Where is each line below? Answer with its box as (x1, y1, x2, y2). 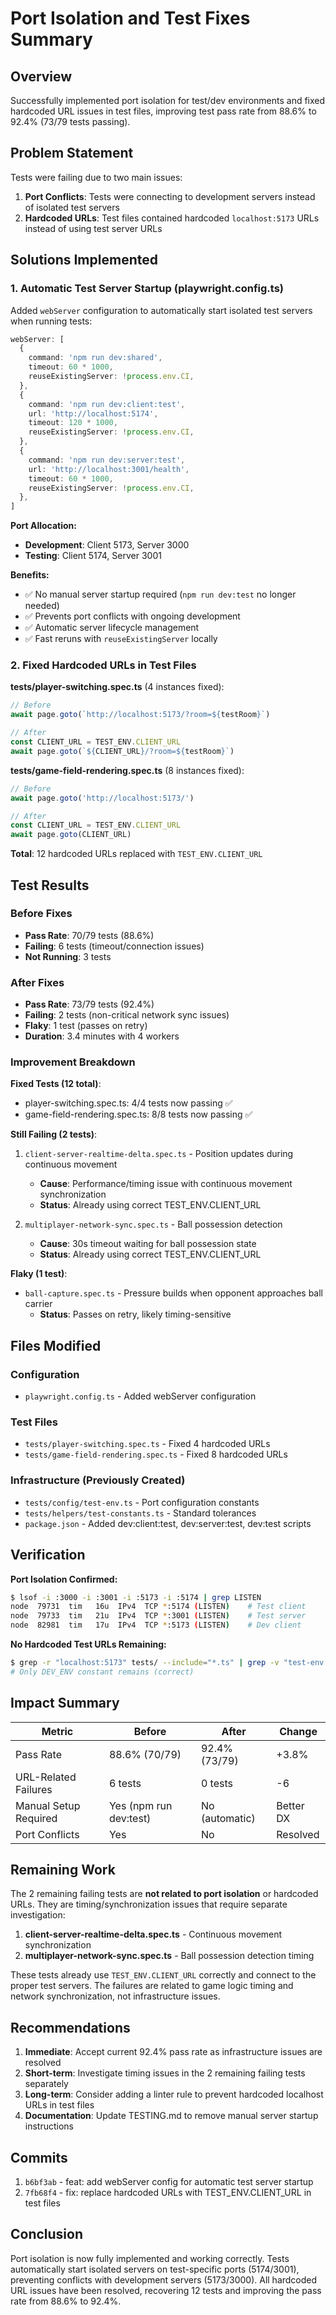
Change (279, 1724, 318, 1738)
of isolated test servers (24, 201, 120, 213)
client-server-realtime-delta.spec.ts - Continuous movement (24, 1928, 283, 1941)
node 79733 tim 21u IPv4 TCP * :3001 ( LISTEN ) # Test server (10, 1611, 307, 1621)
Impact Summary (10, 1695, 120, 1712)
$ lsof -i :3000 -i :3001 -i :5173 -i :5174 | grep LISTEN (10, 1592, 262, 1602)
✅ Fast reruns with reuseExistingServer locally (24, 633, 218, 645)
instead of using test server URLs (24, 222, 163, 234)
